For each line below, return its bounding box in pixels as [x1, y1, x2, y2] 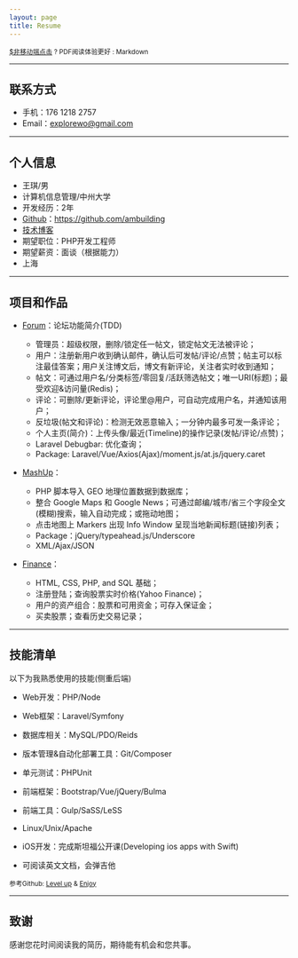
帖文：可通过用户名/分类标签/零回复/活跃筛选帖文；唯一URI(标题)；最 [35, 372, 288, 383]
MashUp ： [21, 467, 61, 478]
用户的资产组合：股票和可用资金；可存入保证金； [35, 599, 215, 610]
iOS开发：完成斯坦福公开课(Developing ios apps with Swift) [21, 841, 239, 851]
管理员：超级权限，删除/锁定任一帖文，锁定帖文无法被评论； [35, 338, 256, 349]
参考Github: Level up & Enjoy [9, 879, 97, 888]
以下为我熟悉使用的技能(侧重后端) [9, 672, 132, 684]
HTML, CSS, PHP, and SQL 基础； [35, 577, 160, 588]
